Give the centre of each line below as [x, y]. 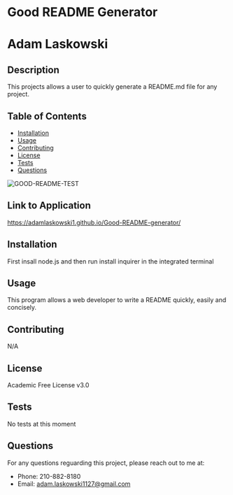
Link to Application [49, 206]
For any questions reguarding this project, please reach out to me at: [106, 463]
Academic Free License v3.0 [48, 385]
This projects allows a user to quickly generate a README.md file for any [112, 87]
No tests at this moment [42, 424]
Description [33, 70]
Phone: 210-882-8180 [49, 476]
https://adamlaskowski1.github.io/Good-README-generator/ [94, 222]
